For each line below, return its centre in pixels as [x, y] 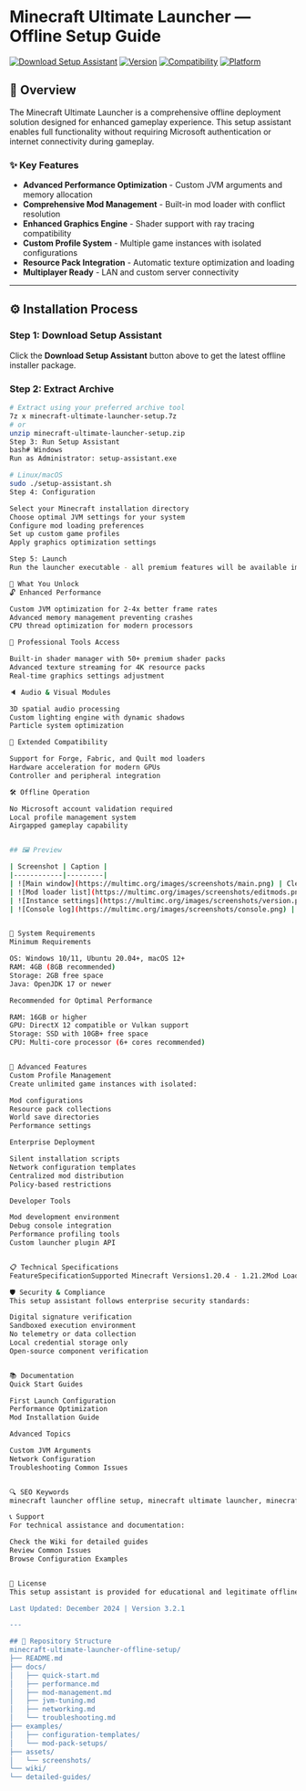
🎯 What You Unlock [44, 584]
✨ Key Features [44, 164]
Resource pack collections [61, 1109]
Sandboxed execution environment [73, 1326]
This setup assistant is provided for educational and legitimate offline [154, 1592]
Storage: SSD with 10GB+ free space [79, 1034]
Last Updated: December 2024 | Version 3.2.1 [97, 1608]
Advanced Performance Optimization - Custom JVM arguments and [153, 185]
